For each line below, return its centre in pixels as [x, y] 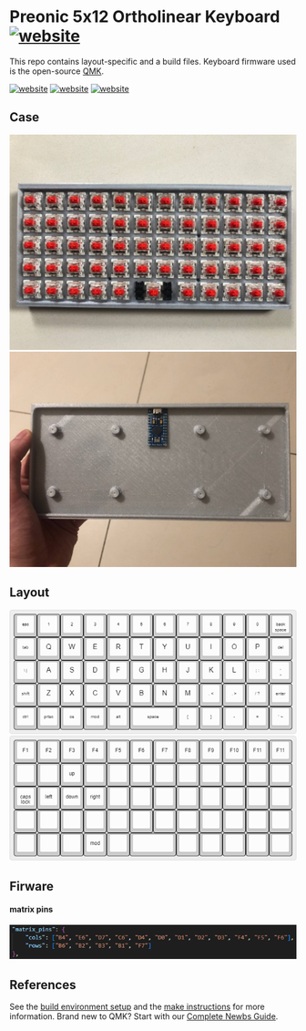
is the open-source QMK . [57, 71]
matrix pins [31, 910]
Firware [32, 886]
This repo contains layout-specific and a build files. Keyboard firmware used [153, 61]
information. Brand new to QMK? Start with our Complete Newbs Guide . [144, 1016]
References [43, 985]
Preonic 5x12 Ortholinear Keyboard [145, 17]
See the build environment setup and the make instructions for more [138, 1007]
